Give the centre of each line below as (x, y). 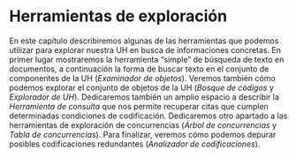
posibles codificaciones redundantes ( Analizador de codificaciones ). (135, 144)
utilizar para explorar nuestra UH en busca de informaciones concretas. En (145, 49)
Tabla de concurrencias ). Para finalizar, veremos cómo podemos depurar (143, 134)
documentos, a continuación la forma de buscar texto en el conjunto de (139, 69)
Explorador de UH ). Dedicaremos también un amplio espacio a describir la (144, 97)
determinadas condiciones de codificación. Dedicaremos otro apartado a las (148, 116)
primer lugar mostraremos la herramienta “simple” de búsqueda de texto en (147, 59)
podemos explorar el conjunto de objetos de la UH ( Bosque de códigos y (141, 87)
